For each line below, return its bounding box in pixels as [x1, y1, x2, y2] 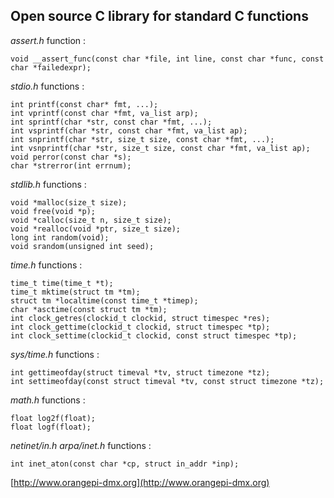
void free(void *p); [10, 206, 97, 216]
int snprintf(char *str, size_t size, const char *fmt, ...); [10, 134, 275, 144]
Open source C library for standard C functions [10, 8, 309, 25]
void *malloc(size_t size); [10, 197, 128, 208]
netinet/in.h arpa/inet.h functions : [10, 439, 152, 451]
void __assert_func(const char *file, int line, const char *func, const [10, 54, 325, 64]
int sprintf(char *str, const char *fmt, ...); [10, 117, 213, 127]
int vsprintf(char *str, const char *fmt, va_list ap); [10, 125, 248, 136]
